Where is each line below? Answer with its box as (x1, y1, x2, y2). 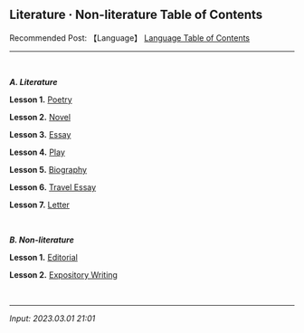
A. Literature (9, 76, 58, 87)
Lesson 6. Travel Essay (9, 181, 97, 193)
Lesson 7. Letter (9, 199, 71, 210)
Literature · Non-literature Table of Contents (9, 7, 263, 23)
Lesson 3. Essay (9, 128, 71, 139)
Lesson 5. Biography (9, 164, 88, 175)
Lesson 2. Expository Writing (9, 269, 118, 280)
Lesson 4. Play (9, 147, 66, 157)
